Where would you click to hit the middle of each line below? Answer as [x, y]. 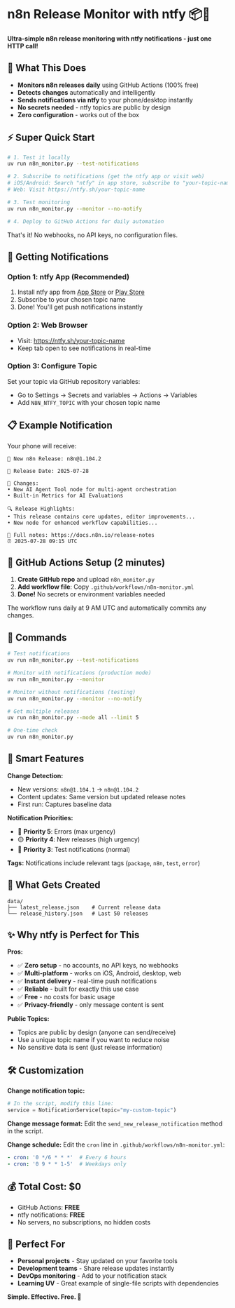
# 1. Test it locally [39, 157]
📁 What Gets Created [54, 885]
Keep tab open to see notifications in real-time [84, 348]
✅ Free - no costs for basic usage [66, 997]
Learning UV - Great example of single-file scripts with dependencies [118, 1283]
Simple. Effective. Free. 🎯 [44, 1297]
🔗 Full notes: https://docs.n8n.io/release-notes [81, 535]
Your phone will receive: [42, 446]
